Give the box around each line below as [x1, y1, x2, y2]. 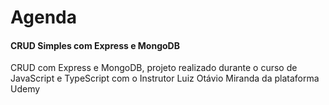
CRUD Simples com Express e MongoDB [10, 39, 180, 51]
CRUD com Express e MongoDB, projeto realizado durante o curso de [10, 62, 298, 74]
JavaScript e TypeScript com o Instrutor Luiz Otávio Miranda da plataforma [10, 72, 320, 85]
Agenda [10, 6, 77, 29]
